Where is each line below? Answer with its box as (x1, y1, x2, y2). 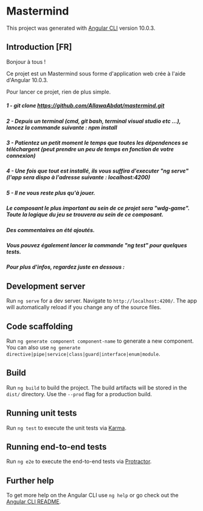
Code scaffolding (6, 321, 73, 332)
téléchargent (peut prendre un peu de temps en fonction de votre (6, 146, 174, 153)
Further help (6, 475, 55, 485)
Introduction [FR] (6, 42, 72, 52)
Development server (6, 281, 86, 291)
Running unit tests (6, 408, 77, 419)
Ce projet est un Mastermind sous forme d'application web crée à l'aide (6, 70, 186, 77)
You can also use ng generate (6, 343, 81, 351)
